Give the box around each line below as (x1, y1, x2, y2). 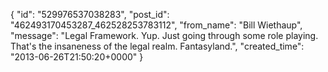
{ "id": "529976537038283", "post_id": (10, 9, 170, 20)
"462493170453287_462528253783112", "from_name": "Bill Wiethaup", (10, 19, 303, 31)
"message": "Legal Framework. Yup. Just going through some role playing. (10, 30, 319, 41)
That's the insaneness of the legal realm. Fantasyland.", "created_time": (10, 40, 305, 52)
